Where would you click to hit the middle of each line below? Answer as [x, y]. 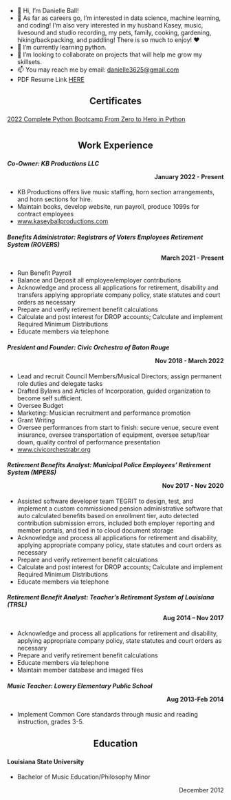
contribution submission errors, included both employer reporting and [116, 523]
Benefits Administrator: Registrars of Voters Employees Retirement [105, 237]
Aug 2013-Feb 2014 [195, 699]
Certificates [115, 101]
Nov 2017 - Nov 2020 [193, 486]
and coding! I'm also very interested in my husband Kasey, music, [110, 25]
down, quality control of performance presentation [88, 442]
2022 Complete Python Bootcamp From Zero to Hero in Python [96, 119]
